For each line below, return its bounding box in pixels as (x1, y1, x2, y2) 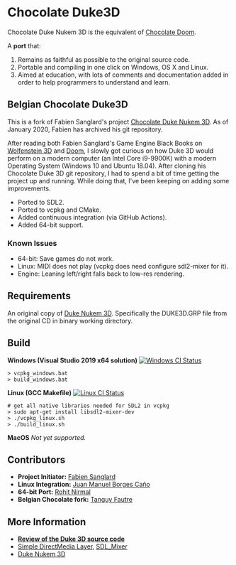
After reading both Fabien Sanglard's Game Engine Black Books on (7, 139, 203, 147)
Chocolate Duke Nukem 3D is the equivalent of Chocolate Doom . (7, 28, 197, 36)
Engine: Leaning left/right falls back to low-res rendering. (17, 269, 185, 278)
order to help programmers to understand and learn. (17, 77, 171, 86)
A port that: (7, 41, 41, 50)
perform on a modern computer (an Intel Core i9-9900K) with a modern (7, 154, 217, 162)
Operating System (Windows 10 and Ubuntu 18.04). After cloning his (7, 161, 207, 170)
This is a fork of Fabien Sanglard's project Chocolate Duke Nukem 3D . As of (7, 117, 229, 126)
